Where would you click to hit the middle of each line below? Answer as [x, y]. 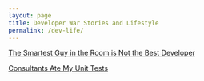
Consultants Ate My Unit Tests [58, 68]
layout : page [30, 15]
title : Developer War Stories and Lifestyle [84, 23]
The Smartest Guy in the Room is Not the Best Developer [102, 53]
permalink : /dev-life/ [46, 30]
